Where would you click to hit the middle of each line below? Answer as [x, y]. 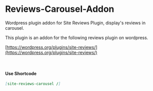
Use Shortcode [21, 73]
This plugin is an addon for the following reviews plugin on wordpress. [77, 38]
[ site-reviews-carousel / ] [33, 84]
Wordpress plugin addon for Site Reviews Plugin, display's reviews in [76, 23]
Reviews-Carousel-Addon [60, 9]
